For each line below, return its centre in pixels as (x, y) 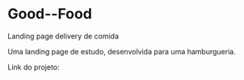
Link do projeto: (34, 67)
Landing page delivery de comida (63, 36)
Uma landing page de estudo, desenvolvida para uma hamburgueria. (122, 51)
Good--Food (50, 14)
